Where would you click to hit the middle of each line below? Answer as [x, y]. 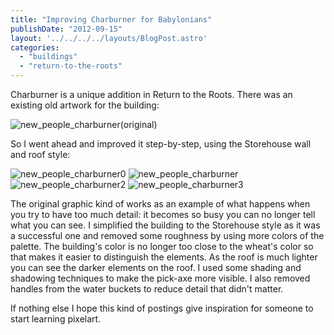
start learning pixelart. [56, 319]
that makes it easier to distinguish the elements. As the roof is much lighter [164, 257]
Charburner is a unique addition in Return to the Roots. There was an [151, 94]
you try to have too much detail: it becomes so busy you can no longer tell [163, 214]
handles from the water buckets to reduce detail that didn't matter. [147, 289]
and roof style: [40, 154]
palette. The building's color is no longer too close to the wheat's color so [162, 246]
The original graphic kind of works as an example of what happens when [160, 204]
